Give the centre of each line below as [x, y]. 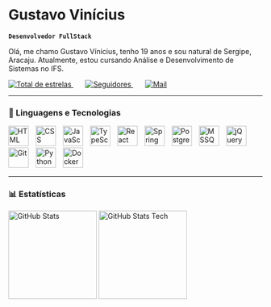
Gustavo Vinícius [67, 15]
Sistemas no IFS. [36, 68]
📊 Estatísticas [37, 194]
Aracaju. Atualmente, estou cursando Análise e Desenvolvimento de [121, 60]
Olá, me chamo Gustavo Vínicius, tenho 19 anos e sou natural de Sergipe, [130, 51]
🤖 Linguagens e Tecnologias [65, 112]
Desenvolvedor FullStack [50, 36]
